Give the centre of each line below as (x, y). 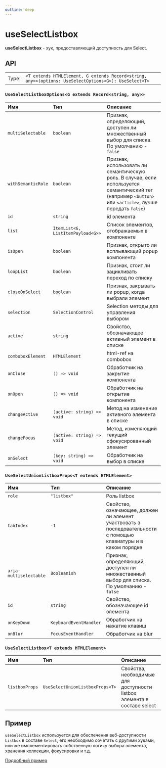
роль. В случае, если (131, 178)
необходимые (138, 675)
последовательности (131, 529)
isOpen (15, 251)
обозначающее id (127, 605)
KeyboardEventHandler (76, 623)
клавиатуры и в (124, 541)
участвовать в (123, 522)
